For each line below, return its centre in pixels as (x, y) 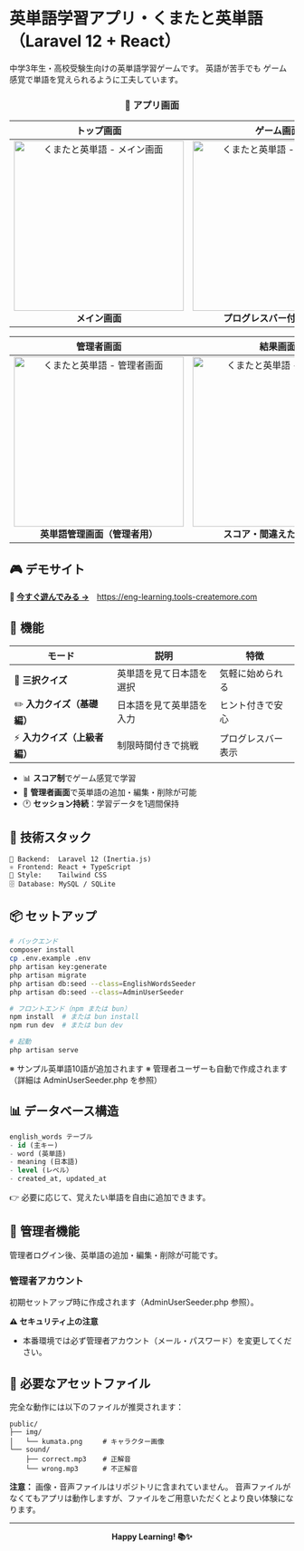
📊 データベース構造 (64, 1111)
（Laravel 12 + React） (95, 41)
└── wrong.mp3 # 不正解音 (82, 1469)
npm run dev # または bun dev (66, 1025)
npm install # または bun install (74, 1017)
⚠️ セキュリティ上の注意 (54, 1322)
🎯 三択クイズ (41, 680)
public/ (24, 1424)
